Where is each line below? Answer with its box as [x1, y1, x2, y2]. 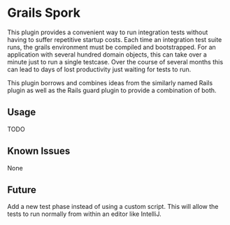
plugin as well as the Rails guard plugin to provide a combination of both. [7, 86, 217, 94]
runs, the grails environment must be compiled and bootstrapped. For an [7, 43, 217, 51]
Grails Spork [7, 5, 81, 21]
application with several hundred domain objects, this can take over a [7, 50, 208, 59]
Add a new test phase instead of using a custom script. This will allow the [7, 203, 219, 211]
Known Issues [7, 145, 71, 157]
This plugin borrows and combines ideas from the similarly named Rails [7, 78, 213, 87]
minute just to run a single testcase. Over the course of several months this [7, 57, 224, 66]
